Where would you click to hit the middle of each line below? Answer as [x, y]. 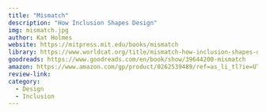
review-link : [30, 74]
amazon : [21, 67]
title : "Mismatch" [38, 15]
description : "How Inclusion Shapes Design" [83, 23]
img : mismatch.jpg [38, 30]
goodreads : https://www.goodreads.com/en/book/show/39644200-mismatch [127, 60]
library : [23, 52]
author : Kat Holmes [40, 37]
